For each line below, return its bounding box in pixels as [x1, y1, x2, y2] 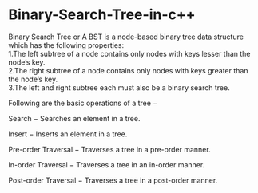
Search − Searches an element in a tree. [8, 113, 141, 123]
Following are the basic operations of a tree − [8, 98, 158, 108]
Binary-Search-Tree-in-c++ [8, 6, 196, 24]
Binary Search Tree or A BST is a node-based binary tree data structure [8, 32, 244, 41]
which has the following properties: [8, 40, 125, 49]
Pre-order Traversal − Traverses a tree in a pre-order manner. [8, 144, 211, 154]
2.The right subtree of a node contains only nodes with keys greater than [8, 65, 248, 75]
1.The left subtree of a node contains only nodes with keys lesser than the [8, 49, 251, 58]
